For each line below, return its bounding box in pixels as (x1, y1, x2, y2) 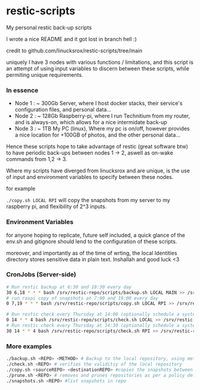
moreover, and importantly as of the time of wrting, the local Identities (6, 249, 177, 256)
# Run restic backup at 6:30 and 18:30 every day (6, 284, 132, 290)
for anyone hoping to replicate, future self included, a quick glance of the (6, 231, 186, 239)
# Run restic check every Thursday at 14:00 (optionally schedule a (6, 311, 180, 317)
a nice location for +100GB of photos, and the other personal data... (14, 131, 180, 138)
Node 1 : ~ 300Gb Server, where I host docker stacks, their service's (14, 100, 183, 107)
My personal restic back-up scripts (6, 24, 92, 31)
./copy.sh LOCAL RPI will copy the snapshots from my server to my (6, 197, 171, 204)
